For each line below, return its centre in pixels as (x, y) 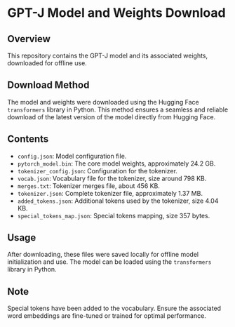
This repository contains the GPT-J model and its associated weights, (108, 55)
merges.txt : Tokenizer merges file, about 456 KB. (88, 186)
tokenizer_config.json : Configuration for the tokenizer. (97, 171)
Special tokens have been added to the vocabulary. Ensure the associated (114, 308)
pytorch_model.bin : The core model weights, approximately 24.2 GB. (116, 163)
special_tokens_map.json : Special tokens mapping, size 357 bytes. (114, 215)
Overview (29, 39)
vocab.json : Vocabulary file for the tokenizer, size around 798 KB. (112, 178)
